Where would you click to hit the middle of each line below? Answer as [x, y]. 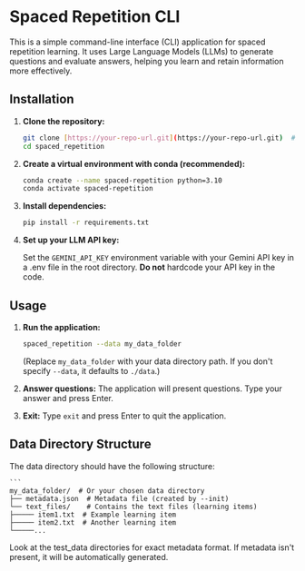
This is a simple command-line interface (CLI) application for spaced [138, 42]
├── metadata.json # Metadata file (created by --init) [119, 498]
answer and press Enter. [68, 398]
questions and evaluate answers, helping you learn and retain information [147, 61]
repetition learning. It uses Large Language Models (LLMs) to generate [142, 51]
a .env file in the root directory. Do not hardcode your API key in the [149, 267]
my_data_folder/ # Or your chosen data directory [107, 491]
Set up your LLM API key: [71, 240]
